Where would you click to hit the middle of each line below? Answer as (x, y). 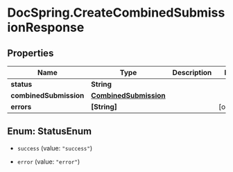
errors (21, 107)
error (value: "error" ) (49, 162)
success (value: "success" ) (54, 148)
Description (192, 72)
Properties (31, 53)
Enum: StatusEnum (50, 131)
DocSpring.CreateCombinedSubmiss (116, 13)
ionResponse (46, 27)
